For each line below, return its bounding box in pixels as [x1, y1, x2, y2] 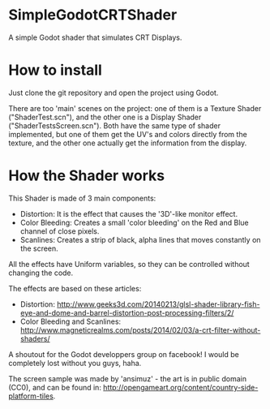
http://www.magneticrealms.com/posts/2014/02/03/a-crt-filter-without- [19, 325, 261, 334]
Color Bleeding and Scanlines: [19, 316, 122, 326]
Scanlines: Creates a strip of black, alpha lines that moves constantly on [19, 235, 261, 244]
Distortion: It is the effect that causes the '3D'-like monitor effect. [19, 209, 238, 218]
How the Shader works [8, 166, 165, 185]
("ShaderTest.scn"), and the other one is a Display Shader [8, 112, 202, 122]
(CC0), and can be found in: [8, 382, 101, 392]
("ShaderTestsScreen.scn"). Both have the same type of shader [8, 120, 221, 131]
